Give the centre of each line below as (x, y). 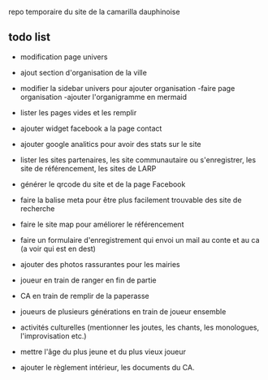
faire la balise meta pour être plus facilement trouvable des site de (131, 200)
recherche (37, 208)
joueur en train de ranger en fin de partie (88, 280)
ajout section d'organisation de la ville (84, 72)
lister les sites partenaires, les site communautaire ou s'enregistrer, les (138, 160)
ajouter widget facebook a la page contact (91, 128)
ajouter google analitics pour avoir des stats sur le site (110, 144)
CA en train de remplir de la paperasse (84, 296)
